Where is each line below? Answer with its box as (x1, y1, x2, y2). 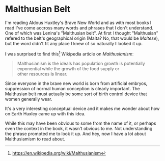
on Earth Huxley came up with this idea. (5, 110, 86, 116)
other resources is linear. (17, 71, 68, 77)
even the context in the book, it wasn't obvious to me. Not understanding (5, 125, 153, 131)
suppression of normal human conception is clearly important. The (5, 85, 140, 91)
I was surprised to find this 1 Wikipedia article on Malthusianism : (5, 50, 134, 57)
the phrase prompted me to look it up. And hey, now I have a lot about (5, 131, 146, 136)
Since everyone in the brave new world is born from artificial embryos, (5, 80, 148, 86)
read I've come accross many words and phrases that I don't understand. (5, 25, 154, 30)
